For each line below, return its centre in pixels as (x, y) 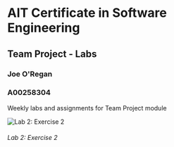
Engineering (44, 28)
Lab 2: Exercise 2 (32, 138)
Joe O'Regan (30, 74)
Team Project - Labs (52, 54)
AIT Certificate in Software (87, 13)
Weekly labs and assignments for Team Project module (87, 108)
